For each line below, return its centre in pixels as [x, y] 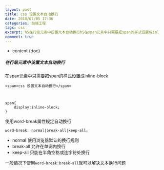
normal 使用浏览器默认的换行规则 [45, 140]
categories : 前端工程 [26, 23]
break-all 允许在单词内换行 [39, 146]
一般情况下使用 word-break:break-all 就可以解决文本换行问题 [65, 163]
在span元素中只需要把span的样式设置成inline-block [57, 76]
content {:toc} [26, 51]
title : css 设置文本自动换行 [32, 14]
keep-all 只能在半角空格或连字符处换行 [51, 152]
